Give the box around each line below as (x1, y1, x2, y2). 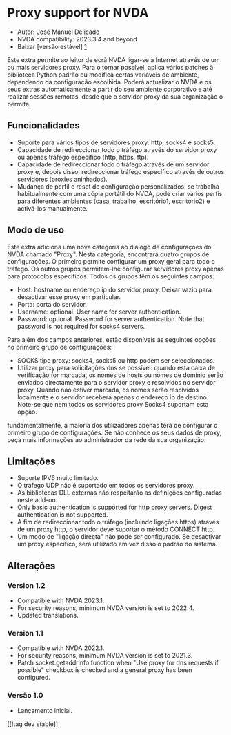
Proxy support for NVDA (7, 5, 149, 21)
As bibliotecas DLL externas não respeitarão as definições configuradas (17, 488, 222, 497)
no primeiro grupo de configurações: (7, 343, 112, 351)
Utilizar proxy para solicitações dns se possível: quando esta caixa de (17, 363, 216, 372)
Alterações (7, 560, 56, 571)
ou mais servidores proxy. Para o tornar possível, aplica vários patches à (7, 63, 214, 71)
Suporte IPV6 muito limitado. (17, 474, 99, 482)
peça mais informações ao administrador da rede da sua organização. (7, 435, 206, 443)
